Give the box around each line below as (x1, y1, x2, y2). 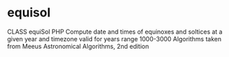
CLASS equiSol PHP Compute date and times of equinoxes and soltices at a (7, 27, 223, 36)
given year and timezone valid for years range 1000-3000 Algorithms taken (7, 34, 221, 43)
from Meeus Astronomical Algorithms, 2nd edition (7, 42, 149, 50)
